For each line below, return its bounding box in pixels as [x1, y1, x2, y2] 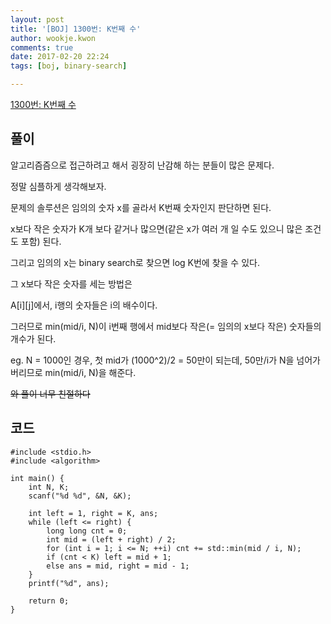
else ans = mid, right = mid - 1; [46, 561, 190, 571]
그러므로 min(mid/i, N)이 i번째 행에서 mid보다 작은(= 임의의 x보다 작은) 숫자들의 [10, 320, 322, 332]
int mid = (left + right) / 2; [46, 534, 177, 545]
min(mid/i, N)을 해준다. [44, 366, 137, 378]
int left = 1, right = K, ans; [28, 508, 159, 518]
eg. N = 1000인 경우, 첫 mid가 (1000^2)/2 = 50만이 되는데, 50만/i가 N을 [10, 354, 295, 366]
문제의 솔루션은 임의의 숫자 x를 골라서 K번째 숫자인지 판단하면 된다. [10, 201, 272, 213]
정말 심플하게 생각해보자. [10, 180, 107, 192]
